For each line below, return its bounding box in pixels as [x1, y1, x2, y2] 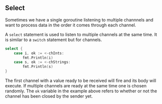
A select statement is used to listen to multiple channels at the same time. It [5, 31, 157, 37]
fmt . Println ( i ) [22, 55, 54, 60]
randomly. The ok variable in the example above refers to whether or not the [5, 88, 157, 94]
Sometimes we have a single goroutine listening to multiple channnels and [5, 17, 154, 22]
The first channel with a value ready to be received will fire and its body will [5, 78, 157, 83]
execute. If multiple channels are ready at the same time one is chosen [5, 83, 147, 89]
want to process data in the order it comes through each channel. [5, 22, 136, 28]
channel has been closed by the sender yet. [5, 93, 93, 99]
